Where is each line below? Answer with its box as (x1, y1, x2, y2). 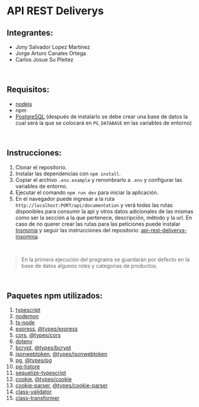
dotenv (15, 338, 33, 345)
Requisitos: (7, 85, 50, 95)
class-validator (15, 388, 52, 395)
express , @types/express (15, 325, 78, 332)
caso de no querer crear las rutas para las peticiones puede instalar (15, 220, 181, 227)
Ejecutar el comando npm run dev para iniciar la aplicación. (15, 188, 159, 196)
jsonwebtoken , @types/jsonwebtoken (15, 351, 108, 358)
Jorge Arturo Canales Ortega (15, 50, 86, 57)
